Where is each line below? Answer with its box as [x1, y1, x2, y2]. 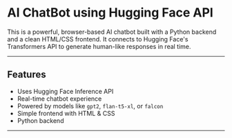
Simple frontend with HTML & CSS [17, 109, 115, 117]
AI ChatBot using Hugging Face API [7, 5, 214, 21]
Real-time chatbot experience [17, 95, 102, 103]
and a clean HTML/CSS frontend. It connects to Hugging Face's [7, 34, 188, 43]
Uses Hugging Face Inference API [17, 87, 114, 95]
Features [7, 69, 46, 81]
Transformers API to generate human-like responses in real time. [7, 42, 191, 50]
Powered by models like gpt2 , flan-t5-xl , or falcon [17, 101, 164, 110]
